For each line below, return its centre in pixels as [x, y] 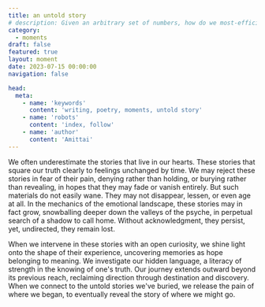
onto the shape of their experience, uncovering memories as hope [116, 252]
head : [17, 88]
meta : [24, 95]
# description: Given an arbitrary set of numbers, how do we [112, 23]
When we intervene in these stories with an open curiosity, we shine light [127, 244]
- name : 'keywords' [54, 103]
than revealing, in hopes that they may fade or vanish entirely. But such [123, 187]
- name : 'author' [51, 132]
